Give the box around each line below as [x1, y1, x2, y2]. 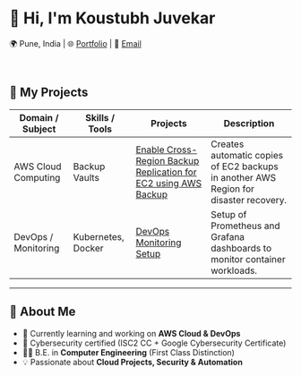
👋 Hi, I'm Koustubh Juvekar [9, 8, 216, 29]
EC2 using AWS [135, 176, 202, 189]
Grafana [210, 230, 245, 243]
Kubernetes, [73, 230, 125, 243]
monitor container [210, 252, 286, 265]
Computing [13, 171, 61, 184]
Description [223, 116, 275, 129]
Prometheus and [210, 219, 280, 232]
